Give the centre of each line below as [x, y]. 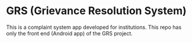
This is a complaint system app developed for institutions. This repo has [94, 27]
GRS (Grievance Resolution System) [96, 11]
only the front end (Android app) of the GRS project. [70, 33]
